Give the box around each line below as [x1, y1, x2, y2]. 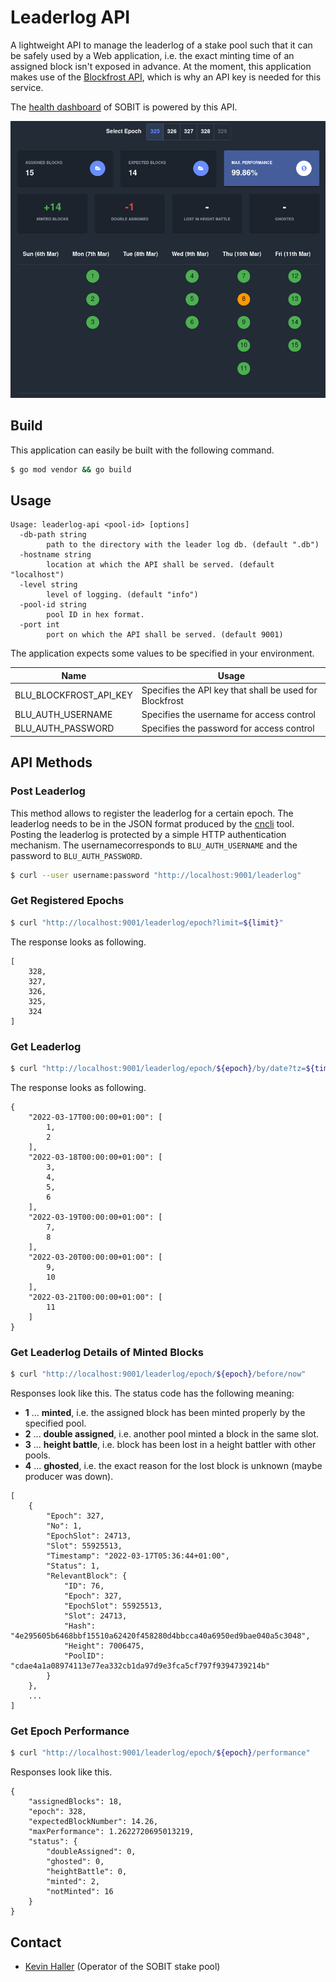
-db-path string [19, 530, 87, 540]
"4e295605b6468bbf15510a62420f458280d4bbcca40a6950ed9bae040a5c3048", [10, 1631, 311, 1641]
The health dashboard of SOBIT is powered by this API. [10, 101, 238, 113]
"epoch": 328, [28, 1807, 87, 1817]
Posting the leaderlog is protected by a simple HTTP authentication [10, 828, 287, 840]
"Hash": [63, 1621, 97, 1631]
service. [10, 81, 44, 93]
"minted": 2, [46, 1877, 101, 1887]
